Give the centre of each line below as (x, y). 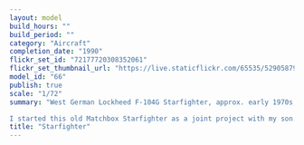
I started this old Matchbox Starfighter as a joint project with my (143, 119)
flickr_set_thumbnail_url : (60, 69)
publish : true (36, 85)
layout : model (36, 18)
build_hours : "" (40, 26)
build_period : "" (42, 34)
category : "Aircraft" (50, 43)
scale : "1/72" (36, 93)
